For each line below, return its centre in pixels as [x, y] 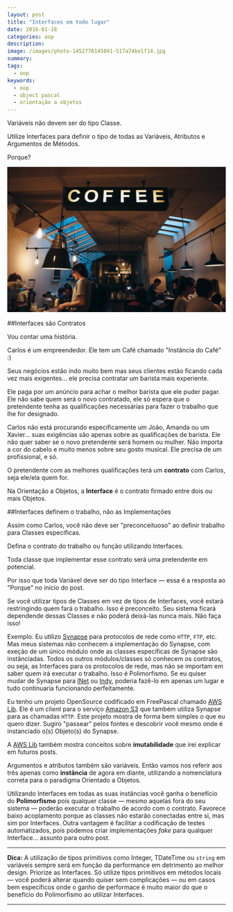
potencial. [21, 567]
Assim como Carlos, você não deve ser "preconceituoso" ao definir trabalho [116, 525]
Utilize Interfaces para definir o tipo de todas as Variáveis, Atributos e [106, 137]
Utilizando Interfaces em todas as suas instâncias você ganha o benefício [112, 793]
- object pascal [37, 95]
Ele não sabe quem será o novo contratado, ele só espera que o [98, 399]
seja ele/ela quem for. [38, 477]
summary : [20, 59]
